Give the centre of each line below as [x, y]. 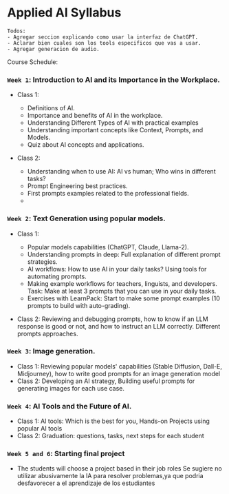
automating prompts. [57, 276]
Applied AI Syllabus [64, 13]
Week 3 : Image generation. [51, 351]
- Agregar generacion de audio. [53, 49]
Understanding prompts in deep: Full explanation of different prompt [124, 254]
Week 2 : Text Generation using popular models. [87, 218]
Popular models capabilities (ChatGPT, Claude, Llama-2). [108, 247]
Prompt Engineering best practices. [78, 186]
